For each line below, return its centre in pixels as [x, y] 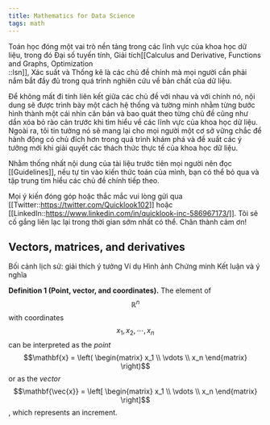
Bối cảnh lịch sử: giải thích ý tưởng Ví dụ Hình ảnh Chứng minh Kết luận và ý [134, 266]
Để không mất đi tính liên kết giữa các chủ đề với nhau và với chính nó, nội [132, 96]
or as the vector [35, 378]
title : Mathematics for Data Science [72, 16]
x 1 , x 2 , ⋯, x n [135, 331]
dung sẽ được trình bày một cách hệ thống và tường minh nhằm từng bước [132, 105]
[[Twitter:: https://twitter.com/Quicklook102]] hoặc [91, 204]
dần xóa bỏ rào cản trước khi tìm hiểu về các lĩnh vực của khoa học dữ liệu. [133, 122]
